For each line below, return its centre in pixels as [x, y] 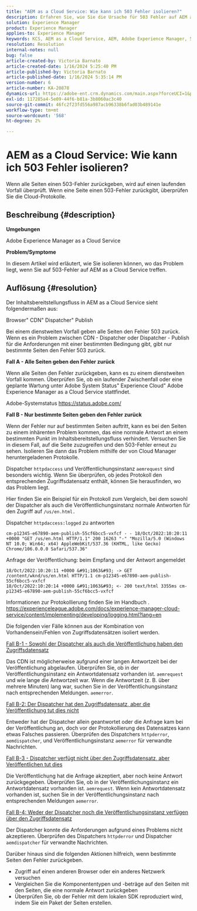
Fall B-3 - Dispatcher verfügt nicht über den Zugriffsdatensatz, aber [88, 758]
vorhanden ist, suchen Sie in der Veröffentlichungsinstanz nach [83, 794]
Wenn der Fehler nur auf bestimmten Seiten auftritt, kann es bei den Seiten [96, 426]
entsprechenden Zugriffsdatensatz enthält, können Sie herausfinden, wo [94, 481]
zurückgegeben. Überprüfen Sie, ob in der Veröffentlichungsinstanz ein [92, 782]
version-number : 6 [28, 83]
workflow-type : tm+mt [33, 110]
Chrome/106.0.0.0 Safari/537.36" [47, 549]
